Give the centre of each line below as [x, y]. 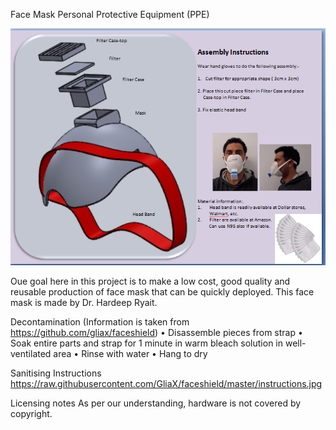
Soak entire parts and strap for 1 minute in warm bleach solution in [147, 343]
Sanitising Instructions [56, 373]
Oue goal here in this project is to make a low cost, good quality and [150, 281]
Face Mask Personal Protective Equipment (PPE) [110, 14]
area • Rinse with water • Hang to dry [130, 354]
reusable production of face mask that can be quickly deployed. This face [162, 292]
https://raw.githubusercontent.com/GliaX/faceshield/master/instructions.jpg [166, 384]
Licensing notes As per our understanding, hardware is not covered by [156, 403]
